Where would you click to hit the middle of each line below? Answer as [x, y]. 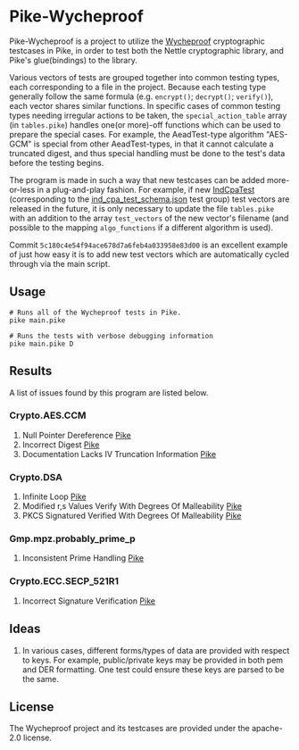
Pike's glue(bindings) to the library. [74, 60]
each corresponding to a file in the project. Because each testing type [137, 87]
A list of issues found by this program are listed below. [109, 392]
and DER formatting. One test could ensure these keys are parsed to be [153, 669]
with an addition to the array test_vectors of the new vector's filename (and [149, 218]
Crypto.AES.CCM [48, 415]
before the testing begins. [57, 162]
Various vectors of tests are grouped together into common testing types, [145, 77]
